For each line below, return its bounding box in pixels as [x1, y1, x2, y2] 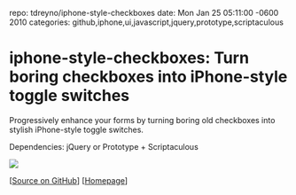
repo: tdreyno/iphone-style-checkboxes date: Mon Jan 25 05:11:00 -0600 [9, 8, 279, 18]
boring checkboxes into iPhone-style [9, 66, 288, 87]
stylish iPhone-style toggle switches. [9, 124, 144, 135]
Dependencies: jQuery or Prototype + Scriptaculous [9, 141, 199, 152]
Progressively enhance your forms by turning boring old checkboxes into [9, 114, 276, 125]
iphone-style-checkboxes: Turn [9, 48, 250, 68]
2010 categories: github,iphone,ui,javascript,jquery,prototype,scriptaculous [9, 17, 284, 27]
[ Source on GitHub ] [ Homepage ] [9, 175, 129, 185]
